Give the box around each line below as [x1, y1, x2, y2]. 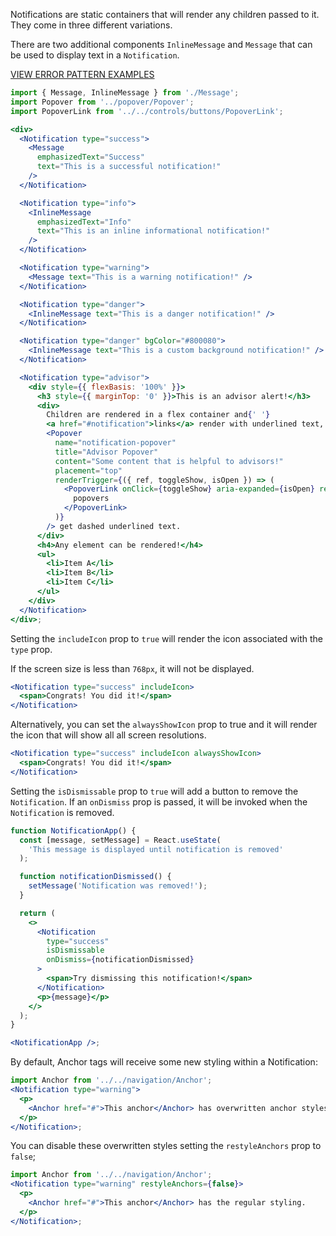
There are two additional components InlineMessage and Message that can [10, 39, 313, 50]
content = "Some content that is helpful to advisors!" [54, 456, 284, 466]
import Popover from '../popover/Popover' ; [10, 97, 195, 107]
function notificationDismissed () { [19, 872, 172, 882]
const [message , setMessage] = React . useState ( [19, 835, 222, 845]
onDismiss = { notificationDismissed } [46, 955, 195, 965]
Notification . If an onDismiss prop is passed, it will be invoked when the [10, 795, 308, 808]
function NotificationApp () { [10, 825, 137, 836]
